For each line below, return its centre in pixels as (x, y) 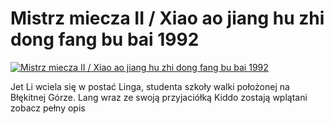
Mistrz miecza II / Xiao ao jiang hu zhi (167, 18)
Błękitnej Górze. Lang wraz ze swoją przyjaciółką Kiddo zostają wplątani (159, 97)
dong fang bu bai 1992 (105, 39)
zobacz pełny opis (48, 108)
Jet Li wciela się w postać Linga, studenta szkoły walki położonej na (150, 86)
